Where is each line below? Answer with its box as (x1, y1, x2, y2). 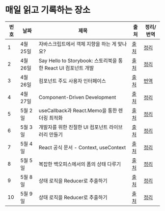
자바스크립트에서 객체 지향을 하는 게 (38, 40, 117, 47)
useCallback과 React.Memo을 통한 (38, 107, 117, 114)
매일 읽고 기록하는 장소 (5, 4, 91, 16)
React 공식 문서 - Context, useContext (38, 144, 126, 151)
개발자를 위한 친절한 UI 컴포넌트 (38, 124, 108, 131)
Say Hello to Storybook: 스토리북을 (38, 57, 117, 64)
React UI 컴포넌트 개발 (44, 65, 94, 71)
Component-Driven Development (38, 94, 116, 101)
